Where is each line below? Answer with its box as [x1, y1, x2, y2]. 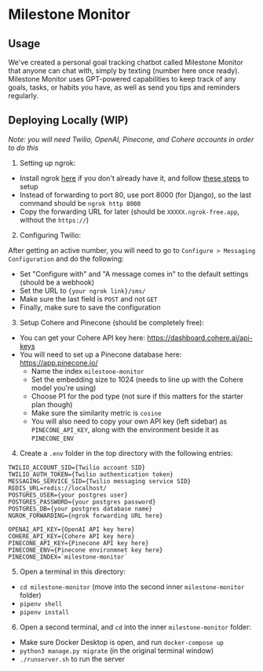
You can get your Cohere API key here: [19, 332, 146, 343]
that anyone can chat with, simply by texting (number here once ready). [8, 66, 240, 75]
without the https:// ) [19, 214, 89, 225]
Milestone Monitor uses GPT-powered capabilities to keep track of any [8, 75, 237, 83]
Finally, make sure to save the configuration [19, 302, 161, 312]
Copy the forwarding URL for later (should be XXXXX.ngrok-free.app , [19, 207, 240, 216]
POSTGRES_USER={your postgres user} [8, 491, 128, 499]
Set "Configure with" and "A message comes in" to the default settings [19, 269, 249, 278]
